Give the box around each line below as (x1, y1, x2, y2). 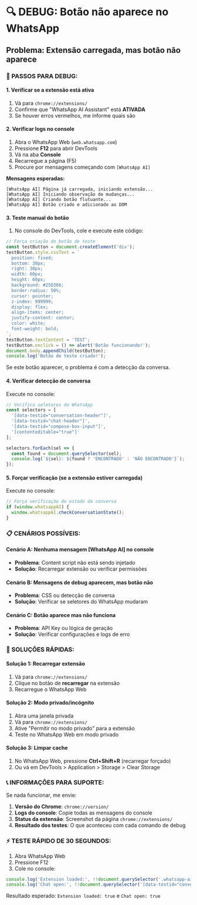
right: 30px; (11, 266, 43, 271)
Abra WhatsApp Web (14, 852, 66, 859)
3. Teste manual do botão (6, 214, 69, 221)
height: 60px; (11, 277, 46, 283)
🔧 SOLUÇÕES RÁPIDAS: (6, 645, 74, 653)
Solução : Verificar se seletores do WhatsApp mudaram (14, 598, 148, 605)
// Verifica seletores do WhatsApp (6, 401, 93, 408)
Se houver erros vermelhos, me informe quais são (14, 112, 136, 119)
